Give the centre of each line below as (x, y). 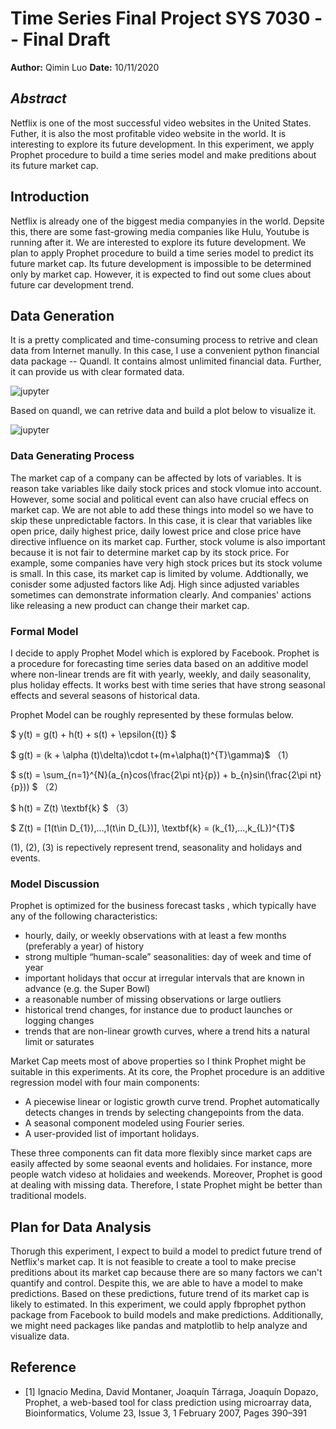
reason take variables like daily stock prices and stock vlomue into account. (166, 488)
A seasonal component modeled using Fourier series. (134, 1123)
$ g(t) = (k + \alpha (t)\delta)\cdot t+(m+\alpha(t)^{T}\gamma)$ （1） (152, 754)
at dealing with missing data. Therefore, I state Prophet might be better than (166, 1185)
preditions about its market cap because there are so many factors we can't (166, 1273)
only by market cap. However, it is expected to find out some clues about (161, 274)
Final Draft (66, 39)
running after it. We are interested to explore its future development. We (158, 242)
